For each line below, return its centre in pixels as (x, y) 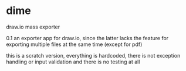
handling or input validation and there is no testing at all (73, 62)
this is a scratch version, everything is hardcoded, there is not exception (93, 55)
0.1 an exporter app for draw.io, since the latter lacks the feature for (87, 38)
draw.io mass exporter (33, 27)
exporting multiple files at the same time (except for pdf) (74, 44)
